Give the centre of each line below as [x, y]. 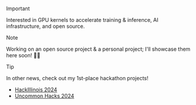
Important [18, 9]
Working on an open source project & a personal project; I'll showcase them [98, 49]
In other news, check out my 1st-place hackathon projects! [77, 78]
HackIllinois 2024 [36, 90]
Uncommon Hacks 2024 [45, 96]
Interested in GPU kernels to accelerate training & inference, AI [82, 20]
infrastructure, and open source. [45, 26]
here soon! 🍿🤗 [23, 55]
